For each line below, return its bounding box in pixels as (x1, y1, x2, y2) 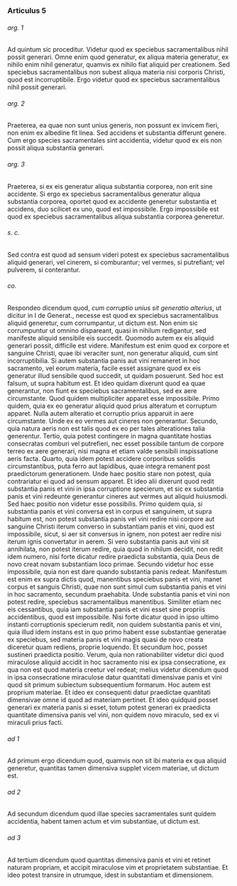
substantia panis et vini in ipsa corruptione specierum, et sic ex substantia (7, 484, 224, 493)
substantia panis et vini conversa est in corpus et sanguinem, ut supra (7, 506, 212, 516)
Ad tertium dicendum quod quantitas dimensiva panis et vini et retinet (7, 855, 211, 864)
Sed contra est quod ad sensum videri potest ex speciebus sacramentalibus (7, 250, 229, 259)
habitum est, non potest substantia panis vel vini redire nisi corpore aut (7, 514, 215, 523)
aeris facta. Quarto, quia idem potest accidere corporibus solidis (7, 454, 196, 463)
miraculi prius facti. (7, 718, 64, 726)
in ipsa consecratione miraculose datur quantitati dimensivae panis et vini (7, 672, 222, 681)
